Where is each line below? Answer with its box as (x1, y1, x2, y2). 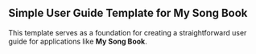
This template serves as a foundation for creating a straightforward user (8, 27, 247, 37)
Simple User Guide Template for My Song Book (8, 6, 248, 20)
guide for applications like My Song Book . (8, 36, 147, 46)
